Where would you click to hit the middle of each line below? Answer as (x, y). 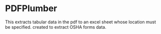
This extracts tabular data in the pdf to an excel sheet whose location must (80, 22)
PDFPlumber (31, 8)
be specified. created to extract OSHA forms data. (56, 27)
